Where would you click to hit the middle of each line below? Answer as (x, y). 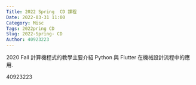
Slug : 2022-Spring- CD (34, 34)
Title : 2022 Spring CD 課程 (42, 12)
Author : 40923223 (28, 40)
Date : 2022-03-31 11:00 (36, 17)
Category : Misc (25, 23)
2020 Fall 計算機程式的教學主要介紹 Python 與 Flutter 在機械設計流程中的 (96, 57)
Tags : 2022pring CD (30, 28)
